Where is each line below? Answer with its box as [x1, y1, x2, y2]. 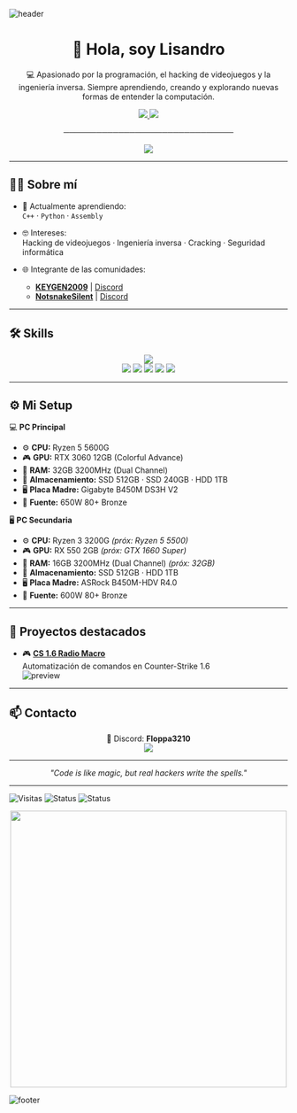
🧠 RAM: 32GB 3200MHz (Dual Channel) [21, 465, 168, 475]
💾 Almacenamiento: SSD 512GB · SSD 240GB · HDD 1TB [21, 475, 228, 485]
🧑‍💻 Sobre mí [9, 177, 78, 192]
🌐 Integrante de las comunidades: [21, 264, 146, 274]
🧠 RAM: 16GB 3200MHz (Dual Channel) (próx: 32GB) [21, 558, 216, 568]
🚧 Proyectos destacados [9, 624, 147, 639]
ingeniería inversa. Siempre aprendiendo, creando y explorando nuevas [18, 81, 279, 92]
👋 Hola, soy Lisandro [72, 40, 225, 59]
